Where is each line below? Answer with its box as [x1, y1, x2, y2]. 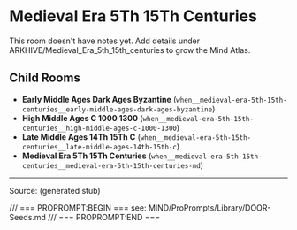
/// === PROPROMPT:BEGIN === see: [9, 202, 147, 213]
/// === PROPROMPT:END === [48, 211, 161, 222]
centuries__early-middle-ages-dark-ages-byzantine [21, 104, 213, 114]
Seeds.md [9, 211, 47, 222]
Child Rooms [9, 71, 81, 86]
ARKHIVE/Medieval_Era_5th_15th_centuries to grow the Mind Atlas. [9, 44, 251, 55]
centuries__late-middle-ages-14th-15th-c [21, 142, 177, 151]
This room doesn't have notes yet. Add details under [9, 35, 201, 46]
